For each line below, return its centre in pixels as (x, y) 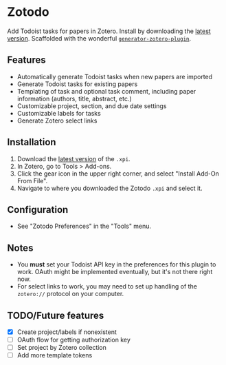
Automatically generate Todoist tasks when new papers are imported (115, 76)
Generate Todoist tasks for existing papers (77, 84)
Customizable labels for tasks (59, 113)
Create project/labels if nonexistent (67, 332)
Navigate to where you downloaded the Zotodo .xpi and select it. (110, 188)
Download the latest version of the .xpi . (74, 158)
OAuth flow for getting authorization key (74, 340)
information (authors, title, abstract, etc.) (74, 98)
